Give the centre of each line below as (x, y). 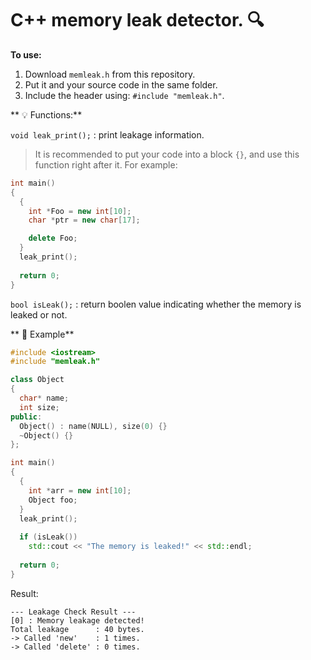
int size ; (39, 407)
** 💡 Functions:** (46, 114)
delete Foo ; (53, 238)
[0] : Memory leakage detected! (77, 620)
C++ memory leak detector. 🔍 (137, 20)
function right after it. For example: (106, 164)
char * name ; (44, 398)
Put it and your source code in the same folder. (121, 84)
